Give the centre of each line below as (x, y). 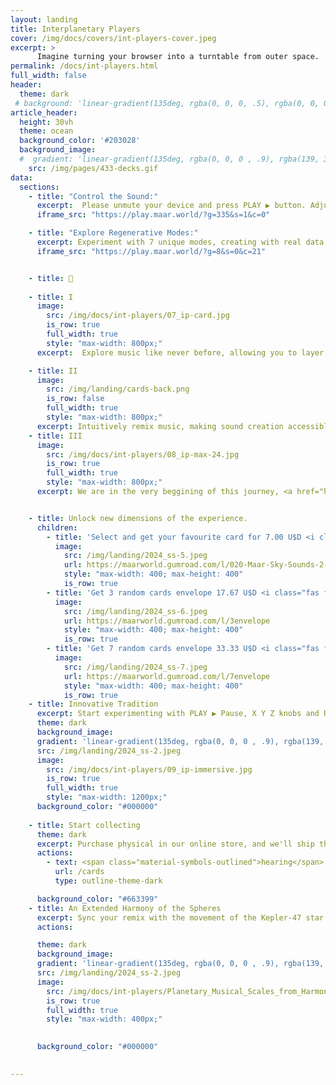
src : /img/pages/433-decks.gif (93, 168)
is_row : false (75, 399)
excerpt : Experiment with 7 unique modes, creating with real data (180, 242)
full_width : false (48, 76)
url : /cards (79, 872)
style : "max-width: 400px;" (104, 1019)
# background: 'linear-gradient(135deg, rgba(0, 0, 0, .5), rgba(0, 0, (167, 103)
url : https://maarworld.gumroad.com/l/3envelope (167, 621)
